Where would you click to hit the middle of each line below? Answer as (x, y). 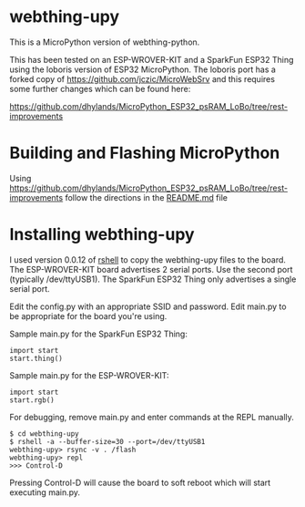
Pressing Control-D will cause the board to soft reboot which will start (140, 482)
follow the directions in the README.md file (146, 197)
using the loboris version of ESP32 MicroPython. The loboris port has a (142, 69)
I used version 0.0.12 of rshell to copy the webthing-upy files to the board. (148, 259)
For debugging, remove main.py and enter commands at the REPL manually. (152, 417)
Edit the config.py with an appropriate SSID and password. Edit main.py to (148, 306)
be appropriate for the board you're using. (88, 316)
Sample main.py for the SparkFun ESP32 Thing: (99, 334)
